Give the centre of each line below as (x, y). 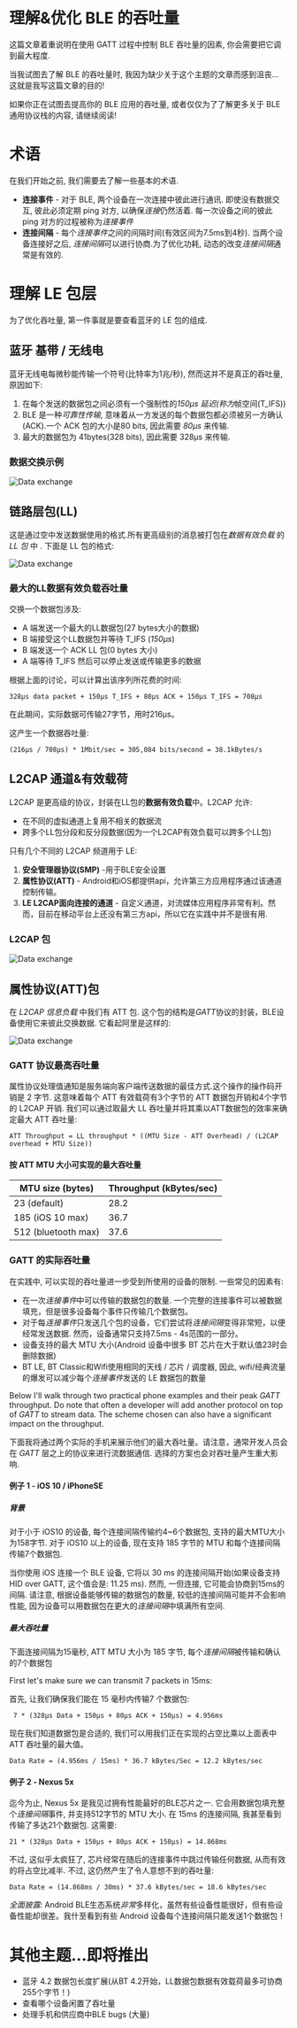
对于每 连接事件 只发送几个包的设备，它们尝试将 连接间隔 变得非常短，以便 (153, 1322)
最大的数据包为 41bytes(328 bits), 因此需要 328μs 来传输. (126, 437)
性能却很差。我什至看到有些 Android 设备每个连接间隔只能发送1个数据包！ (151, 1916)
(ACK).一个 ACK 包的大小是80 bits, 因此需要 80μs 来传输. (126, 425)
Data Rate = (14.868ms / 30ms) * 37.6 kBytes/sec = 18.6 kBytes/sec (138, 1887)
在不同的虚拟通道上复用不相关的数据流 (91, 821)
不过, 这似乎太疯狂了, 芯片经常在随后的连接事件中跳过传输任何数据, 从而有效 (147, 1860)
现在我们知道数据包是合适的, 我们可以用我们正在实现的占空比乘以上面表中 (143, 1733)
